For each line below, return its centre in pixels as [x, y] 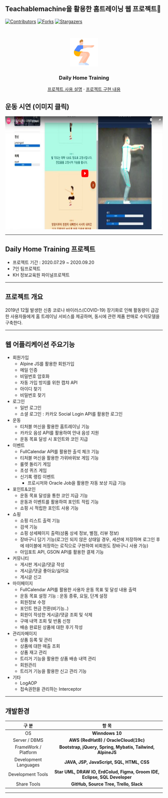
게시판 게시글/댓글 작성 [42, 565]
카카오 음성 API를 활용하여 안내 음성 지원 [59, 433]
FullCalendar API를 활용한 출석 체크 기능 [59, 452]
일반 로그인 [30, 408]
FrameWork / [28, 747]
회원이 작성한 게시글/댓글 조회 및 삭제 [56, 615]
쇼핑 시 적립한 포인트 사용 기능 [49, 508]
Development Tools [28, 774]
